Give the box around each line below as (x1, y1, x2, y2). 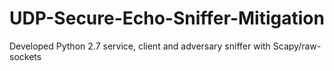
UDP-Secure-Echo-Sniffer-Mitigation (9, 7, 325, 30)
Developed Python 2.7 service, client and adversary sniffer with (9, 40, 271, 52)
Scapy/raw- (272, 40, 322, 52)
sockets (9, 50, 42, 62)
